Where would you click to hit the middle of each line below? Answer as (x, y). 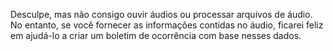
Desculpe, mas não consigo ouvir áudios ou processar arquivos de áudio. (161, 14)
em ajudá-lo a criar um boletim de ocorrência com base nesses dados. (156, 35)
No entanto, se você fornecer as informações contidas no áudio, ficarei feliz (167, 25)
